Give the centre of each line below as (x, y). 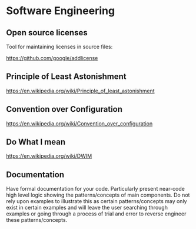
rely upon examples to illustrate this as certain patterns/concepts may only (97, 201)
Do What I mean (36, 142)
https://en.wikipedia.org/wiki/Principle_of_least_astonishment (80, 91)
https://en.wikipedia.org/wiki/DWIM (49, 156)
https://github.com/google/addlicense (52, 58)
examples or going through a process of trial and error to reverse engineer (96, 214)
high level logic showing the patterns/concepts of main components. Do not (98, 195)
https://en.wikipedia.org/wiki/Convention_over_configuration (79, 123)
